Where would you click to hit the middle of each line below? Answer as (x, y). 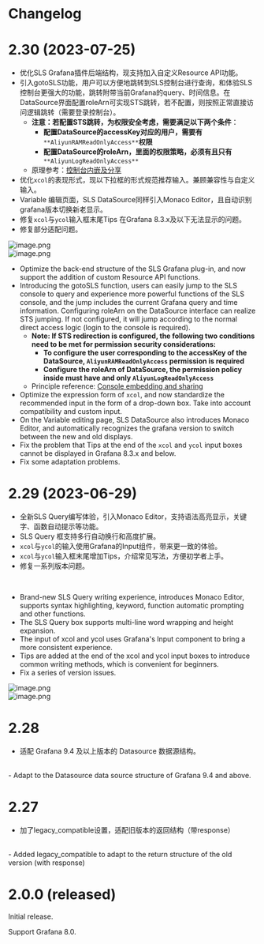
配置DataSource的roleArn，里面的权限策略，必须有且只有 (138, 152)
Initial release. (31, 916)
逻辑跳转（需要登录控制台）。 (73, 112)
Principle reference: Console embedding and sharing (117, 386)
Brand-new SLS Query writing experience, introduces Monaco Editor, (132, 597)
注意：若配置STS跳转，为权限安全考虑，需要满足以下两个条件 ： (135, 122)
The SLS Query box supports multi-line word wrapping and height (126, 622)
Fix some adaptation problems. (70, 462)
